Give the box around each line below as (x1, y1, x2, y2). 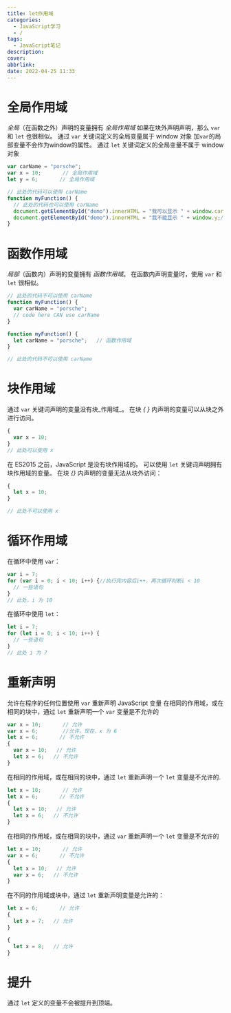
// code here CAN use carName (13, 311, 100, 318)
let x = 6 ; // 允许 (7, 905, 80, 912)
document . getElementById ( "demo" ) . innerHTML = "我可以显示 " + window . (13, 207, 215, 214)
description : (7, 49, 45, 56)
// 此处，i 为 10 (7, 597, 53, 604)
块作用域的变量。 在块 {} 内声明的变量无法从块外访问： (7, 469, 162, 477)
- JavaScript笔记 (13, 42, 61, 49)
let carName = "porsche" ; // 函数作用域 (13, 337, 132, 344)
